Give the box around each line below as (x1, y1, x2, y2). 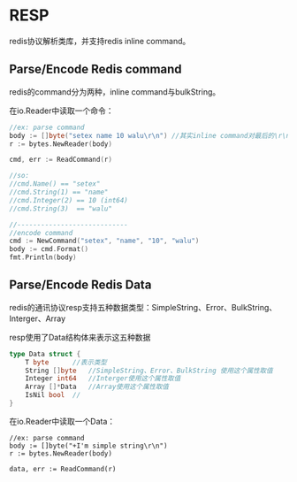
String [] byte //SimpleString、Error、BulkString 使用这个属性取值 (25, 366, 273, 375)
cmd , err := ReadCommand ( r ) (9, 156, 113, 164)
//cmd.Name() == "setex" (9, 180, 101, 188)
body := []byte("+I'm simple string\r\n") (9, 441, 168, 450)
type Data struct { (9, 349, 81, 358)
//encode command (9, 228, 73, 237)
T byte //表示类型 (25, 357, 108, 367)
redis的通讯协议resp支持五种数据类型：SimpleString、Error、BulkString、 (9, 302, 278, 312)
